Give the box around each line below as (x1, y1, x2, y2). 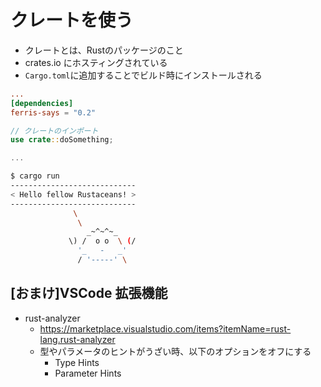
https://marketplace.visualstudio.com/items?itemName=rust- (39, 322, 292, 335)
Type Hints (54, 356, 100, 368)
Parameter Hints (54, 367, 122, 379)
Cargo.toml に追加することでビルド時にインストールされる (24, 69, 263, 81)
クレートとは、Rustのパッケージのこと (24, 44, 184, 56)
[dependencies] (10, 98, 74, 108)
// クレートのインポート (10, 126, 99, 136)
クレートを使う (10, 9, 134, 32)
